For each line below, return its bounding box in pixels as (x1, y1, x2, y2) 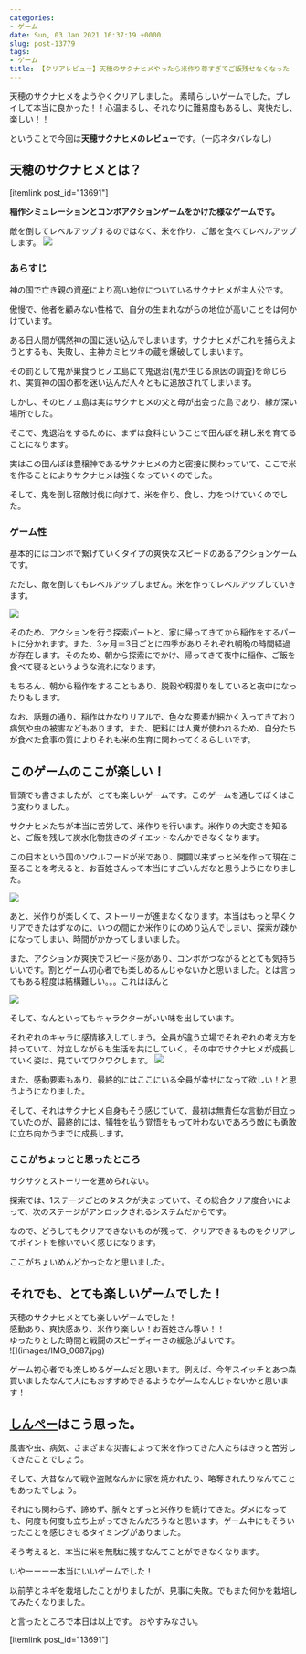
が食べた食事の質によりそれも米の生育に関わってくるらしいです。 (9, 734, 256, 745)
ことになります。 (9, 438, 73, 449)
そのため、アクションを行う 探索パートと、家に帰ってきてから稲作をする (9, 627, 280, 638)
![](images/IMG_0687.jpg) (9, 1345, 105, 1356)
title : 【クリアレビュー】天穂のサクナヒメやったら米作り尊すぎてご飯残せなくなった (9, 65, 290, 74)
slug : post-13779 (9, 38, 76, 48)
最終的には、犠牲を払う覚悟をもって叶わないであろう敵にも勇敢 (57, 1116, 297, 1127)
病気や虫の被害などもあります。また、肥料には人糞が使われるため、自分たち (9, 723, 297, 734)
